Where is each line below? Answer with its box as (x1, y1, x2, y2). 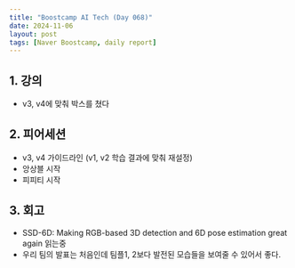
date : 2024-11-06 (9, 21, 74, 30)
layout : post (9, 29, 58, 38)
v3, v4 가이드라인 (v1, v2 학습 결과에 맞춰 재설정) (21, 152, 193, 163)
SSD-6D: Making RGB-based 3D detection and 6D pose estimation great (21, 227, 288, 238)
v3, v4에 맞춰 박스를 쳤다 (21, 99, 109, 110)
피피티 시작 (21, 175, 61, 185)
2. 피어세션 (9, 126, 67, 142)
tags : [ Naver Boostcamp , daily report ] (9, 37, 157, 47)
